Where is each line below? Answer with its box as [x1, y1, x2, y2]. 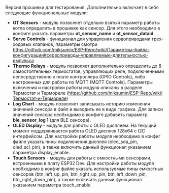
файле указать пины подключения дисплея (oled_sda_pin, [12, 139, 139, 145]
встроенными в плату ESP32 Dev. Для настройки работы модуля [12, 160, 154, 166]
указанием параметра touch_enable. [12, 182, 92, 188]
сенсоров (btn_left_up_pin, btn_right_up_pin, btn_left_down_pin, [12, 171, 147, 177]
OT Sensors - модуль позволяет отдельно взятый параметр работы [12, 20, 160, 25]
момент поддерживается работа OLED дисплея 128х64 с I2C [12, 128, 146, 134]
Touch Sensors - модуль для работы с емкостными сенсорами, [12, 155, 152, 161]
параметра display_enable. [12, 150, 70, 155]
